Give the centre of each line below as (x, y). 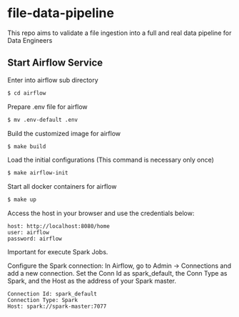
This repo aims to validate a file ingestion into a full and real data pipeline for (119, 33)
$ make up (22, 200)
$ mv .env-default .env (43, 120)
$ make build (27, 146)
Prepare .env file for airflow (47, 106)
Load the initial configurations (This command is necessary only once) (111, 160)
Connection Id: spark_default (52, 294)
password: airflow (35, 239)
